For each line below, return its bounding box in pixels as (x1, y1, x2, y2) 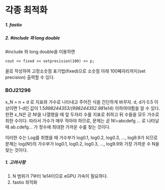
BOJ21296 (5, 87, 31, 94)
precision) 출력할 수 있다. (5, 74, 55, 80)
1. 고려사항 (5, 159, 26, 165)
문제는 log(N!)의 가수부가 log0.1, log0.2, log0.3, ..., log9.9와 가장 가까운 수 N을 (5, 140, 160, 146)
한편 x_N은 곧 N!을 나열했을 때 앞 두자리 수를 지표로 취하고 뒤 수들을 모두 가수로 (5, 111, 160, 117)
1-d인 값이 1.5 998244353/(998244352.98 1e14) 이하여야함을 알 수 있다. (18, 105, 161, 111)
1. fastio (5, 21, 22, 27)
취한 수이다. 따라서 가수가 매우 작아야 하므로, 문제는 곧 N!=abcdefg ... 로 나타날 (5, 117, 160, 123)
